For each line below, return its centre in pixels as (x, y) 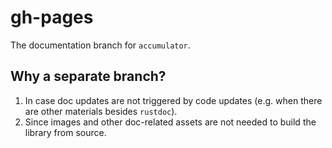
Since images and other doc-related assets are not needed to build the (170, 122)
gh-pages (52, 17)
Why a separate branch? (88, 76)
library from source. (65, 132)
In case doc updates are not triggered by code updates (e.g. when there (173, 100)
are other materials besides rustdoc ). (101, 111)
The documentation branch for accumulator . (100, 45)
